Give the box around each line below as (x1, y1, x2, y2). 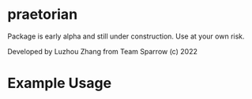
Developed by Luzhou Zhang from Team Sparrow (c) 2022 (7, 46, 198, 56)
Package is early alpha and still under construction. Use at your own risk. (7, 31, 246, 41)
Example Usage (7, 75, 112, 92)
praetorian (7, 5, 78, 24)
